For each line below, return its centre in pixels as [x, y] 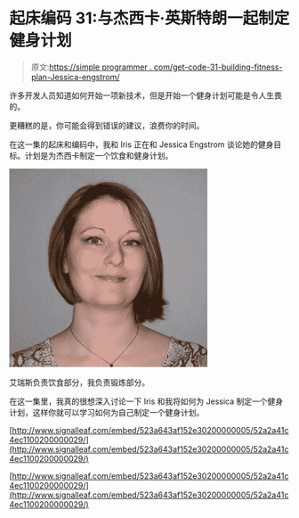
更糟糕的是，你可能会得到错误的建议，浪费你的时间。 [107, 125]
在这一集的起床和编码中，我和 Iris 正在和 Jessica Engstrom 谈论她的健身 [141, 144]
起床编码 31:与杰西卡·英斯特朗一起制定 [149, 18]
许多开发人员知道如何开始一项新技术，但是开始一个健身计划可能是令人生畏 [145, 95]
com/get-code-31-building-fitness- [218, 67]
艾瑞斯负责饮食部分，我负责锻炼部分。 [79, 382]
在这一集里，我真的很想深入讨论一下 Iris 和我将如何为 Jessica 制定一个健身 [146, 401]
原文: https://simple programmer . [92, 67]
